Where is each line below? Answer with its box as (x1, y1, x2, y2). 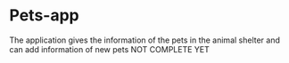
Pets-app (9, 5, 79, 26)
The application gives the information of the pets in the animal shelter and (9, 35, 281, 45)
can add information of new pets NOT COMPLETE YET (9, 43, 210, 54)
